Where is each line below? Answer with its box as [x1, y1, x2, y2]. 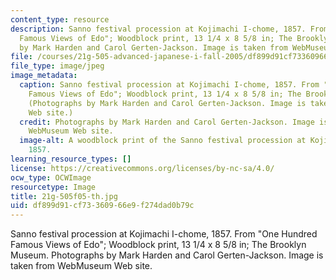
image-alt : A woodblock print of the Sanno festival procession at [19, 136, 307, 146]
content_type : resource [10, 14, 110, 25]
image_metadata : [10, 71, 78, 81]
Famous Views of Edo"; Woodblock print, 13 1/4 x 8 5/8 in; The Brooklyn [10, 239, 307, 251]
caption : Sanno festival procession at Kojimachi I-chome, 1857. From [19, 80, 320, 90]
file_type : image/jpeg [10, 61, 105, 71]
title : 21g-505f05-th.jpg [10, 191, 118, 201]
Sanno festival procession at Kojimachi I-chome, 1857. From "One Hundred [10, 228, 318, 240]
